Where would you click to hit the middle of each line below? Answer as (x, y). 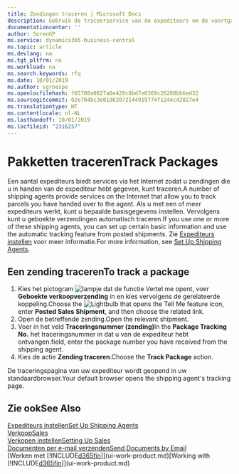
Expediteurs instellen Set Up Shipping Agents (73, 426)
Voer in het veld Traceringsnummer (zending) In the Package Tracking (122, 327)
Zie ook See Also (44, 408)
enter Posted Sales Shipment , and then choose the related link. (111, 312)
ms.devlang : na (30, 54)
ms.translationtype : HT (43, 107)
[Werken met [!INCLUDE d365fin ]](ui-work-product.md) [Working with (109, 455)
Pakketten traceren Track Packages (113, 162)
